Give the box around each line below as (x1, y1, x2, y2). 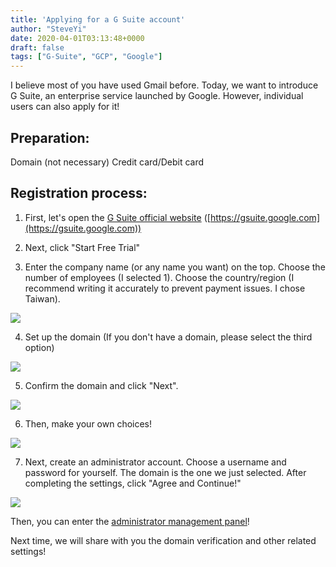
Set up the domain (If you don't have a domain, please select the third (24, 331, 313, 343)
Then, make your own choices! (24, 417, 153, 430)
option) (24, 341, 55, 353)
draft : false (10, 42, 65, 53)
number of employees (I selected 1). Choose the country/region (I (24, 271, 295, 283)
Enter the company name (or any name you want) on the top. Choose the (24, 261, 326, 273)
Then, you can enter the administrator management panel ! (10, 515, 250, 527)
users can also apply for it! (10, 101, 120, 113)
